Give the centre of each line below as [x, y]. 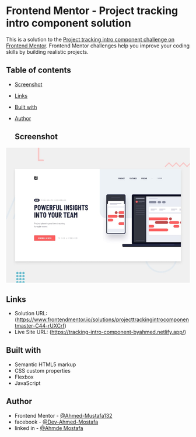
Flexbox [24, 377]
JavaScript [27, 383]
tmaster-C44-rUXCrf [40, 325]
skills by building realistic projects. [47, 51]
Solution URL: [31, 313]
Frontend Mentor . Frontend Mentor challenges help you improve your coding [98, 46]
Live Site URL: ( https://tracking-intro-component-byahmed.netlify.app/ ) [100, 332]
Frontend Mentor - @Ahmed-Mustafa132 [63, 415]
